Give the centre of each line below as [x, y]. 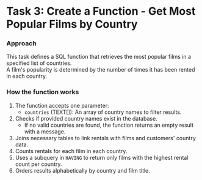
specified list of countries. [39, 63]
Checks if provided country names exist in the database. [86, 118]
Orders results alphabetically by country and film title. [83, 170]
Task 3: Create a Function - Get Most [101, 11]
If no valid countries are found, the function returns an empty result [109, 125]
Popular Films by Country [72, 24]
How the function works [43, 92]
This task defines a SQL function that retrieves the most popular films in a [99, 57]
